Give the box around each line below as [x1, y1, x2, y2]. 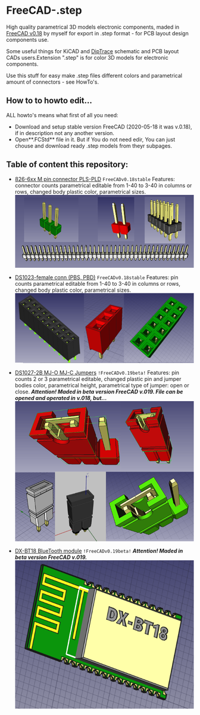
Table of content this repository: [6, 160, 129, 170]
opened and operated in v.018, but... [14, 395, 107, 402]
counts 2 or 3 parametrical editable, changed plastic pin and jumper [14, 375, 182, 383]
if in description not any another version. [14, 129, 115, 136]
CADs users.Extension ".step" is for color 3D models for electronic [6, 54, 168, 61]
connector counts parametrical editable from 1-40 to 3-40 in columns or [14, 182, 192, 189]
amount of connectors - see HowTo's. [6, 78, 99, 85]
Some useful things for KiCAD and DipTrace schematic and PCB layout [6, 47, 179, 54]
